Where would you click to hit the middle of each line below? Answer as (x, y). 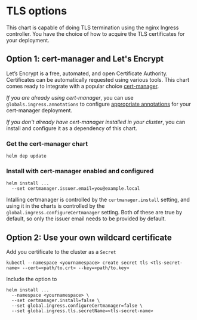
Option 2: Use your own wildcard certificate (89, 237)
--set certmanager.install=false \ (56, 301)
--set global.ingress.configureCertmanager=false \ (77, 306)
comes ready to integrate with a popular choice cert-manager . (83, 86)
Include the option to (32, 279)
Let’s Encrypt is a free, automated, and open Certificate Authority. (87, 73)
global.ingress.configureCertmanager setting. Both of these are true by (94, 213)
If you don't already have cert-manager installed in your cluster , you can (96, 122)
